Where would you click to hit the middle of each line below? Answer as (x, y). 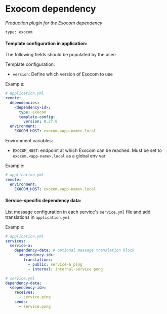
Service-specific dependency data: (44, 201)
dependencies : (25, 103)
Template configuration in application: (46, 43)
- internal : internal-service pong (65, 269)
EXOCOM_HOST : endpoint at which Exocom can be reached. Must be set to (87, 150)
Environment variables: (29, 141)
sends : (21, 302)
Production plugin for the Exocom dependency (54, 23)
